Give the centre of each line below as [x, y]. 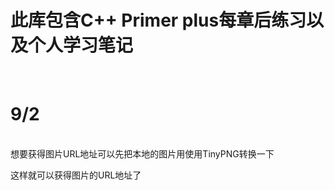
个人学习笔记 [81, 45]
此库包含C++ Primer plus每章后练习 [158, 20]
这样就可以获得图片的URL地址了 [76, 175]
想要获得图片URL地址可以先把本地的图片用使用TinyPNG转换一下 [142, 153]
